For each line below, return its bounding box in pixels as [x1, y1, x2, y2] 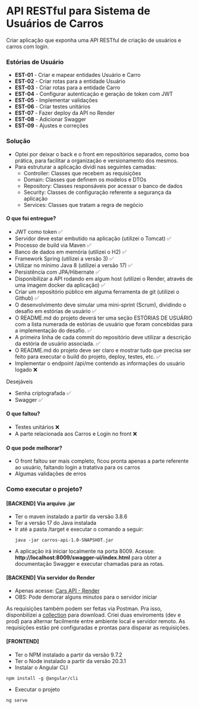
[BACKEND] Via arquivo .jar [6, 500, 75, 507]
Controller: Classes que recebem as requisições [23, 169, 141, 177]
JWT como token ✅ [14, 228, 63, 235]
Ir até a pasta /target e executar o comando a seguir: [14, 526, 144, 533]
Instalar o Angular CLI [14, 664, 68, 671]
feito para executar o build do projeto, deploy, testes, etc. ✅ [14, 353, 162, 360]
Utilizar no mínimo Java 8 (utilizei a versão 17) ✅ [14, 261, 133, 269]
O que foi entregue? [6, 215, 56, 222]
